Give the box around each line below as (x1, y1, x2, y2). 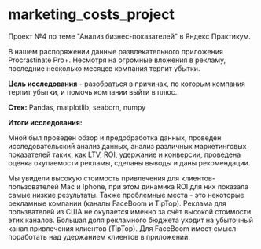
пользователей (8, 181, 59, 191)
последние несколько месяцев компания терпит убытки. (8, 63, 200, 72)
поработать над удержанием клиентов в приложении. (8, 232, 190, 241)
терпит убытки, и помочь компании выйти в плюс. (8, 87, 178, 96)
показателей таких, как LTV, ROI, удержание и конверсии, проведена (8, 150, 241, 159)
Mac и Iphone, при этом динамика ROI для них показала (60, 181, 249, 191)
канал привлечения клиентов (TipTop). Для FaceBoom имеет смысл (8, 223, 237, 233)
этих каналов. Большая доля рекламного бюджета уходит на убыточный (8, 215, 254, 225)
